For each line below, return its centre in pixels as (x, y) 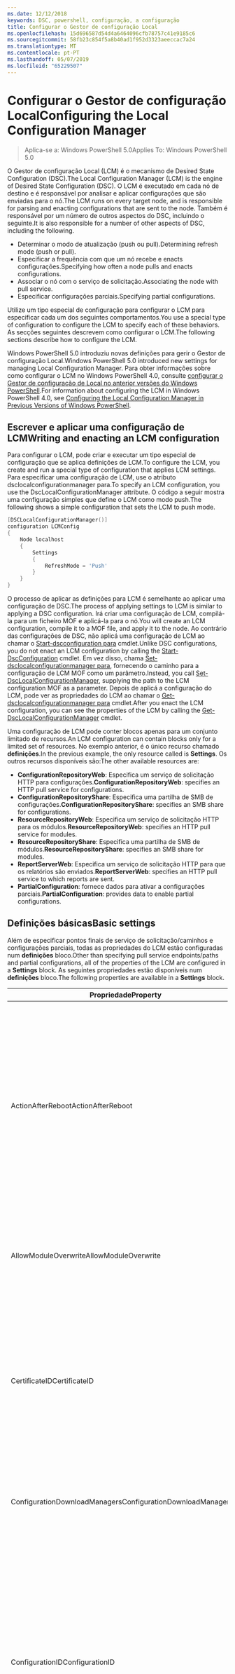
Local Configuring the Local (88, 115)
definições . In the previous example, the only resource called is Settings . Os (117, 754)
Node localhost (42, 540)
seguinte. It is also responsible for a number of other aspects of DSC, (106, 223)
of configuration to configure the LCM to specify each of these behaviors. (114, 325)
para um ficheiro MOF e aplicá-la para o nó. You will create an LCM (109, 621)
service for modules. (47, 834)
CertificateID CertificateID (52, 1380)
